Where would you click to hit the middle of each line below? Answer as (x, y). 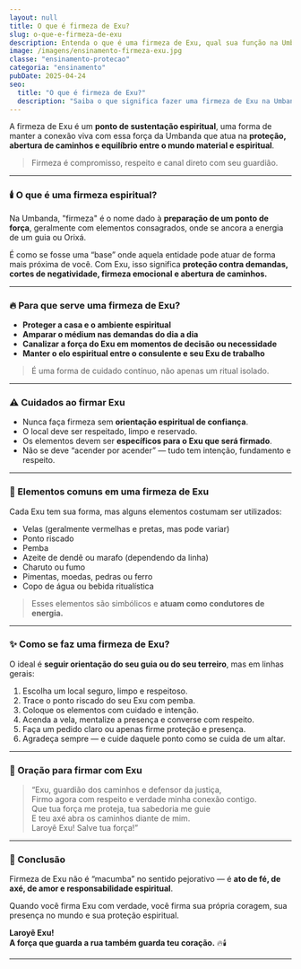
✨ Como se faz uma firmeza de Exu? (90, 644)
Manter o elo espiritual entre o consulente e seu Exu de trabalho (144, 353)
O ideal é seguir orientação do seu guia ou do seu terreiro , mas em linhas (146, 664)
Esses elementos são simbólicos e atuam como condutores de (148, 603)
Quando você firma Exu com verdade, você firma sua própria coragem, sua (148, 906)
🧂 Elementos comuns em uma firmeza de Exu (109, 492)
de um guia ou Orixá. (48, 237)
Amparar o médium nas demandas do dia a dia (110, 334)
